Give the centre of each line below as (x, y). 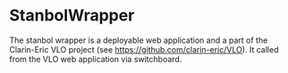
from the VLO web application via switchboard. (96, 59)
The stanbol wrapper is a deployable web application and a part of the (139, 40)
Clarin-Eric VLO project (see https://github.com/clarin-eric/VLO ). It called (144, 49)
